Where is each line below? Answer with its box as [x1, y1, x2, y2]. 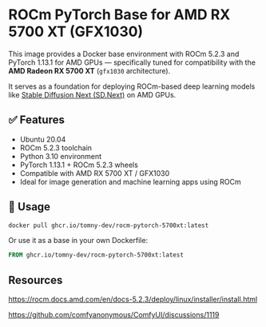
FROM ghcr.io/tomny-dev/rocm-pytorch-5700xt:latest [8, 251, 184, 259]
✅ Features [8, 114, 66, 127]
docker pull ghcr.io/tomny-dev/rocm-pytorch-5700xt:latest [8, 221, 209, 229]
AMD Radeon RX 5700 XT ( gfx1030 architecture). [8, 66, 171, 75]
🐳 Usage [8, 200, 50, 213]
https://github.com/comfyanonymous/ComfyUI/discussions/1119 [8, 310, 220, 320]
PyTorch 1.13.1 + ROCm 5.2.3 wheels [19, 160, 138, 169]
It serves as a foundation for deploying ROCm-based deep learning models [8, 82, 256, 91]
